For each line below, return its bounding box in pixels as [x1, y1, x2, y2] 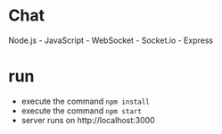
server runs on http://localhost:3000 [21, 114, 155, 125]
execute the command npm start [21, 105, 142, 116]
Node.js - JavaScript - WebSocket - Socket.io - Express [8, 35, 214, 46]
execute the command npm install [21, 96, 151, 106]
